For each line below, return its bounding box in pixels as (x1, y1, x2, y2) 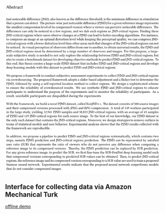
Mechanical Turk (5, 190, 58, 199)
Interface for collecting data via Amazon (5, 182, 132, 191)
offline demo (5, 204, 31, 210)
